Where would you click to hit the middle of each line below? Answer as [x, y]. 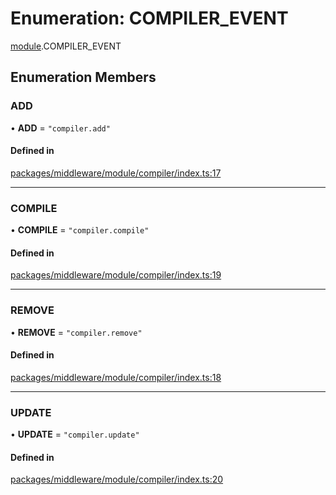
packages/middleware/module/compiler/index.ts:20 [117, 479]
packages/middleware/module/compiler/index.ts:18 [116, 377]
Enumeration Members [83, 77]
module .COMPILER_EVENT [66, 46]
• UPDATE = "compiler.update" [75, 434]
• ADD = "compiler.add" [60, 128]
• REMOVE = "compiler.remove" [76, 332]
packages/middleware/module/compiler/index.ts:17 [116, 173]
